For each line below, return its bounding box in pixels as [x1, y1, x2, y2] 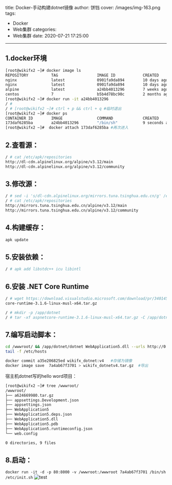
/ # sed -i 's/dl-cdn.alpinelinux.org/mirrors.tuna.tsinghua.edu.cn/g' [5, 193, 161, 199]
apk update [5, 237, 29, 242]
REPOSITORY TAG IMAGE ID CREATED [5, 72, 159, 78]
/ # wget [5, 296, 24, 301]
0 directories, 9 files [5, 440, 56, 445]
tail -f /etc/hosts [5, 349, 47, 354]
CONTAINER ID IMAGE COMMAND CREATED [5, 115, 159, 121]
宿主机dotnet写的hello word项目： [5, 373, 77, 379]
